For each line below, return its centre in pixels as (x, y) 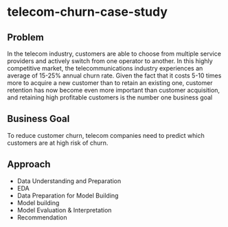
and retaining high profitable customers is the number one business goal (110, 97)
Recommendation (42, 217)
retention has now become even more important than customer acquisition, (114, 90)
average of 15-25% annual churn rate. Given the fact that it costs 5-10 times (114, 75)
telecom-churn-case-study (88, 12)
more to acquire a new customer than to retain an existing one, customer (110, 83)
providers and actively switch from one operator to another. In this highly (110, 61)
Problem (26, 37)
